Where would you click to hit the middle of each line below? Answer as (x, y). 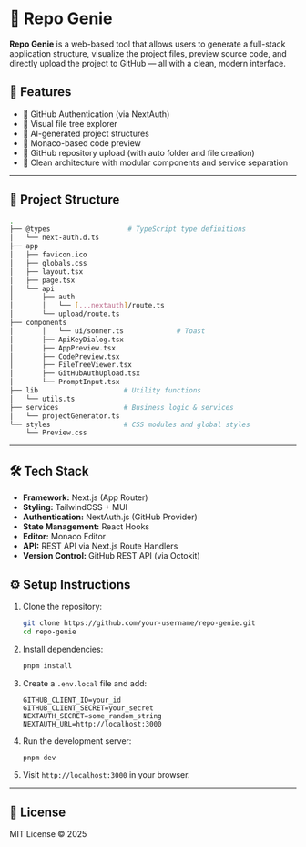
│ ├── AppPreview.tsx (63, 348)
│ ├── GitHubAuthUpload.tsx (75, 373)
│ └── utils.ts (42, 399)
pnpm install (47, 665)
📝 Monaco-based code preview (82, 143)
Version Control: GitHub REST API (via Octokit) (111, 556)
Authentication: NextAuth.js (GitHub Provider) (110, 517)
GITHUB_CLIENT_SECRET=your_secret (88, 708)
